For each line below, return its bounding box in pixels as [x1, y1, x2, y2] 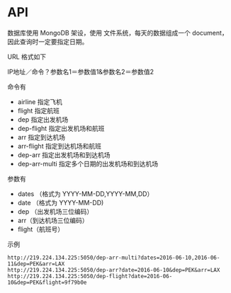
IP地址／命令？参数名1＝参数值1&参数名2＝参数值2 [7, 67, 154, 76]
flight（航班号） [17, 224, 64, 234]
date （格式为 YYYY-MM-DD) [17, 198, 104, 207]
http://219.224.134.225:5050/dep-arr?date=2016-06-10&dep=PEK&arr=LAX [7, 266, 220, 273]
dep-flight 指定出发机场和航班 [17, 124, 105, 132]
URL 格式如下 [7, 52, 47, 61]
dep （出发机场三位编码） [17, 207, 94, 216]
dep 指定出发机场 [17, 115, 69, 124]
